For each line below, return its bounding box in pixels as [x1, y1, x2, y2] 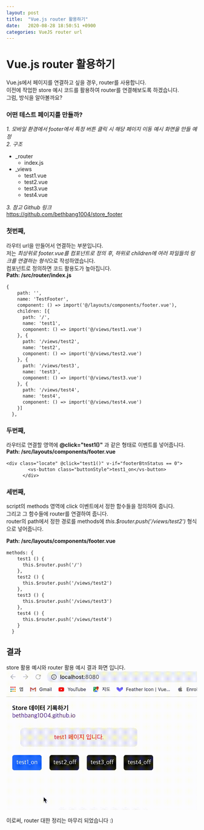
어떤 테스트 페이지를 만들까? [6, 111, 83, 119]
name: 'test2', [22, 344, 61, 351]
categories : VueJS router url [6, 29, 83, 35]
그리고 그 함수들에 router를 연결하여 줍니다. [6, 510, 109, 517]
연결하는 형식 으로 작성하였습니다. [17, 257, 96, 264]
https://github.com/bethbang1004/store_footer [6, 211, 123, 218]
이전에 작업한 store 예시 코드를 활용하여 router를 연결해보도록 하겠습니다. [6, 87, 180, 94]
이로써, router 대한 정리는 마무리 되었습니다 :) [6, 817, 114, 824]
